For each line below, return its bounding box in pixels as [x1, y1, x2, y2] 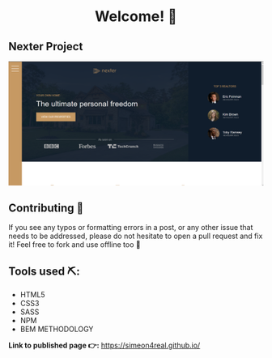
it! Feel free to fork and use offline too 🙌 [8, 240, 141, 249]
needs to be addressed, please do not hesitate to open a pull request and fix [8, 231, 263, 241]
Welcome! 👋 [94, 7, 178, 26]
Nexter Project [8, 40, 83, 53]
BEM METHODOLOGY [19, 324, 94, 335]
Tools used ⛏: [8, 264, 80, 278]
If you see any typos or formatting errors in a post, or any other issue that [8, 223, 253, 232]
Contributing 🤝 [8, 202, 84, 215]
